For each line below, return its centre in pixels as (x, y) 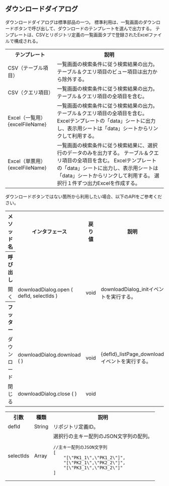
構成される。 (27, 41)
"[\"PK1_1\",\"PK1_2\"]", (95, 458)
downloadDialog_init (125, 290)
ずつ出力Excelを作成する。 (109, 183)
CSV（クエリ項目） (31, 92)
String (41, 426)
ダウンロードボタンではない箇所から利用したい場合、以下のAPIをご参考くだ (84, 196)
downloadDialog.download (50, 355)
